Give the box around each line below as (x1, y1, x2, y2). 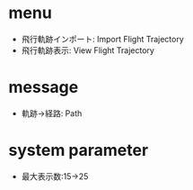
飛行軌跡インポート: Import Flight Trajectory (21, 33, 185, 44)
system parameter (8, 140, 149, 160)
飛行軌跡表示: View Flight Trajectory (21, 44, 154, 56)
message (8, 77, 79, 97)
